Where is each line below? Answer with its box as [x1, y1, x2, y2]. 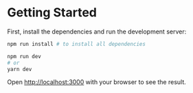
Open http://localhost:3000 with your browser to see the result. [7, 78, 187, 86]
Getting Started [7, 5, 98, 21]
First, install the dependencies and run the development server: [7, 27, 187, 36]
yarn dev [7, 66, 32, 72]
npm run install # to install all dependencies [7, 40, 146, 47]
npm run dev [7, 53, 41, 59]
